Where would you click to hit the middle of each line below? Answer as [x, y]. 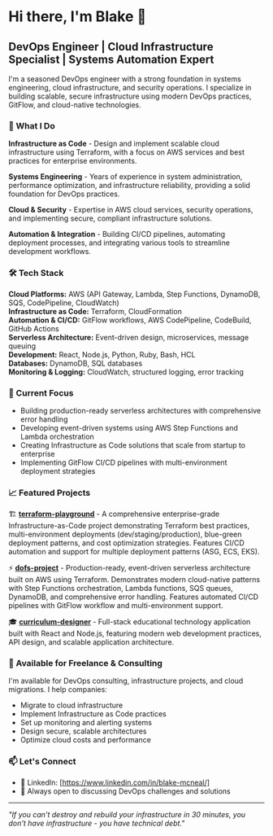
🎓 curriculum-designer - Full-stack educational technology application [130, 622]
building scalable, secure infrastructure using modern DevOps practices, [130, 96]
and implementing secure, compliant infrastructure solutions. [110, 218]
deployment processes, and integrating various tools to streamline [119, 243]
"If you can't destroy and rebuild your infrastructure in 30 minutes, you [127, 814]
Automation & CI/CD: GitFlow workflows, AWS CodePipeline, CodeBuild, [130, 320]
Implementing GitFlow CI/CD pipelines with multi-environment [123, 462]
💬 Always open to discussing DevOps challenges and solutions [126, 791]
